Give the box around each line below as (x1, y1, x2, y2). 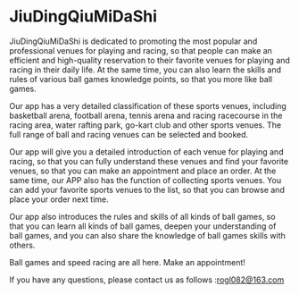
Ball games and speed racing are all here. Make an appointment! (9, 256, 245, 267)
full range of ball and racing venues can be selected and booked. (9, 129, 249, 139)
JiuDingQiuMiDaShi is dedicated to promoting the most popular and (9, 36, 258, 46)
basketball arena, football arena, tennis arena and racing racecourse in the (9, 110, 283, 121)
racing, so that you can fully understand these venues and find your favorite (9, 155, 288, 166)
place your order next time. (9, 194, 109, 205)
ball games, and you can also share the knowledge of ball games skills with (9, 230, 286, 240)
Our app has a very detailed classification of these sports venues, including (9, 100, 287, 111)
